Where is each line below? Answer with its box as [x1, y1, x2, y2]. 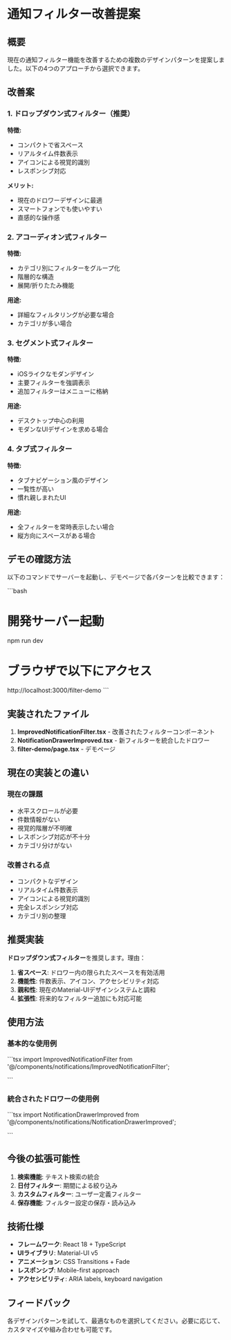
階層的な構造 [17, 272, 54, 281]
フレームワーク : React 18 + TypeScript [17, 1240, 127, 1249]
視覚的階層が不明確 [17, 823, 73, 832]
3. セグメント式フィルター [7, 338, 93, 348]
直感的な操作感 [17, 213, 60, 221]
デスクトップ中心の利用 [17, 416, 84, 425]
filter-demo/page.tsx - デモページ [17, 745, 116, 754]
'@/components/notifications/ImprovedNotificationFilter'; [7, 1062, 170, 1070]
